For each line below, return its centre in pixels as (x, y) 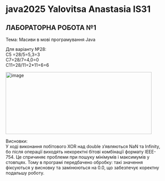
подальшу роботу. (25, 173)
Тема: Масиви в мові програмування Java (51, 39)
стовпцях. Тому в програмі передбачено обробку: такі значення (75, 162)
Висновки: (17, 141)
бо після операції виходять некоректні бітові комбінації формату (75, 152)
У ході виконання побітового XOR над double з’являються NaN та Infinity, (83, 146)
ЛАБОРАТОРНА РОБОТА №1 (51, 28)
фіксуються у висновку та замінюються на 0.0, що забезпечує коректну (82, 168)
